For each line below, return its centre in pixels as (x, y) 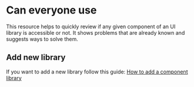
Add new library (36, 57)
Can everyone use (51, 10)
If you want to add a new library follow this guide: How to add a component (97, 72)
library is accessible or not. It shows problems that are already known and (96, 32)
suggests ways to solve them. (42, 39)
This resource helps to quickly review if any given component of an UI (91, 26)
